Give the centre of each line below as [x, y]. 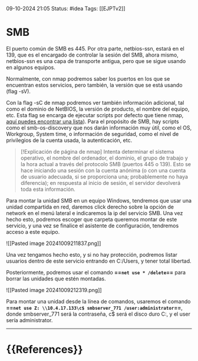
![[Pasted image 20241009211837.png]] [54, 243]
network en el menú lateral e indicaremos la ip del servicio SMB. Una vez [95, 213]
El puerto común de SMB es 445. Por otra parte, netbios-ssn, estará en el [95, 48]
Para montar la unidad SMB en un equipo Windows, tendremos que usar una [99, 200]
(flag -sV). [19, 91]
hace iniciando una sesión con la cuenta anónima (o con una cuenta [103, 170]
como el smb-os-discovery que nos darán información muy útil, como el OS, [99, 127]
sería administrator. [29, 320]
